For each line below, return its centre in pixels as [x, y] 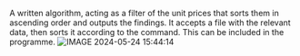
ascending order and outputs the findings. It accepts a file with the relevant [150, 23]
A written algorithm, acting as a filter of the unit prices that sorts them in [144, 13]
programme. [33, 42]
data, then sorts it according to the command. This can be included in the [147, 32]
